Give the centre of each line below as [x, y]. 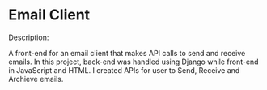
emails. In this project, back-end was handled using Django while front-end [133, 62]
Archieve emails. [36, 79]
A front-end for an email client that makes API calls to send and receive [127, 53]
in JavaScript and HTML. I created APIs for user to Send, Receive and [124, 70]
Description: [29, 37]
